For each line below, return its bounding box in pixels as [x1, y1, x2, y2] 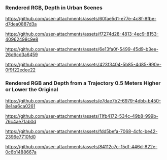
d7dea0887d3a [5, 21, 37, 27]
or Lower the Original [5, 86, 58, 93]
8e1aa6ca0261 [5, 103, 36, 109]
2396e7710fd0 [5, 134, 36, 140]
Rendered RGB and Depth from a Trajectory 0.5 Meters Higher [5, 79, 161, 87]
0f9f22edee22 [5, 67, 36, 73]
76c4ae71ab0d [5, 118, 37, 124]
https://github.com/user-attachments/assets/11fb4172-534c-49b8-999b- [5, 113, 158, 119]
